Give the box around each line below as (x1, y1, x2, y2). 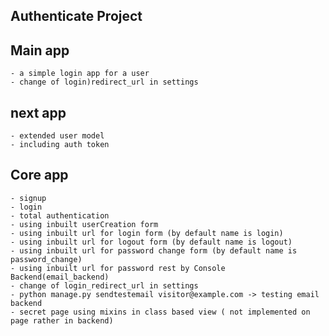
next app (10, 104, 67, 121)
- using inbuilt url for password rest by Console (10, 263, 226, 273)
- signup (10, 193, 47, 203)
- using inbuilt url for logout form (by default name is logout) (10, 237, 293, 247)
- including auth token (10, 140, 110, 150)
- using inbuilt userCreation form (10, 219, 159, 229)
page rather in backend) (10, 315, 114, 326)
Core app (10, 167, 69, 184)
